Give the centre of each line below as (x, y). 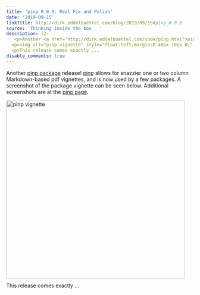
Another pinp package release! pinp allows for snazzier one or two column (98, 73)
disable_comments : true (36, 56)
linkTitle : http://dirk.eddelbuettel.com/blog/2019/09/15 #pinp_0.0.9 (94, 23)
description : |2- (28, 34)
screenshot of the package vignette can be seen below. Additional (87, 85)
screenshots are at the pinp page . (48, 92)
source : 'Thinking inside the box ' (54, 28)
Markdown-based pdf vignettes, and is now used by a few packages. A (94, 79)
